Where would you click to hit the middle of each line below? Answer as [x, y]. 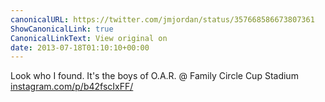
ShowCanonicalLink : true [62, 29]
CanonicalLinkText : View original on [89, 38]
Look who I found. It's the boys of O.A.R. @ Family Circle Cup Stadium [154, 76]
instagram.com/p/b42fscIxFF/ [72, 87]
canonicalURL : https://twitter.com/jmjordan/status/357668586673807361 [162, 19]
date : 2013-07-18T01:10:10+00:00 [80, 47]
